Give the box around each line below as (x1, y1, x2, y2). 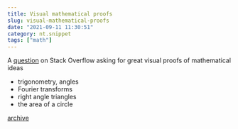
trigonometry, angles (17, 77, 80, 86)
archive (7, 114, 30, 123)
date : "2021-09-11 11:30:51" (7, 23, 94, 30)
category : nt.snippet (7, 30, 72, 38)
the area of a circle (17, 100, 73, 108)
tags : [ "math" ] (7, 37, 53, 44)
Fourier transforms (17, 85, 73, 94)
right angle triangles (17, 93, 77, 101)
